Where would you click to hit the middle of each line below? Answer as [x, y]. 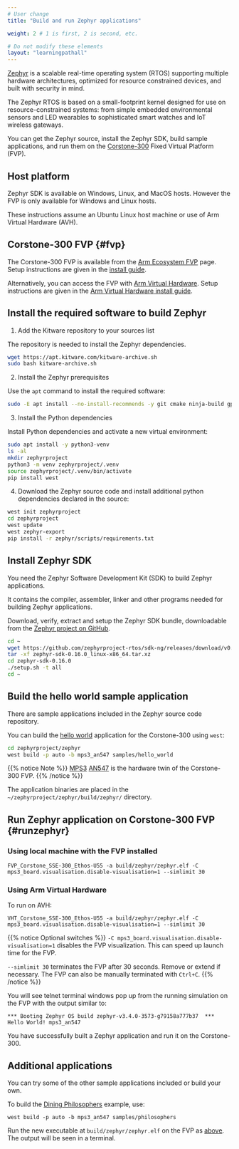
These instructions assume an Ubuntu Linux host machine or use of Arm [113, 214]
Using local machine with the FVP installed [83, 851]
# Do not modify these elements [55, 46]
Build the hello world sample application [98, 696]
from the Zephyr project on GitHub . [59, 628]
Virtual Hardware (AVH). [43, 222]
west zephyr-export [36, 532]
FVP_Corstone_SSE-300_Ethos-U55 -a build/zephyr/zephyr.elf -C [103, 866]
